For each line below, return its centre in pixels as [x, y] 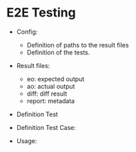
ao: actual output [51, 86]
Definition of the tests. [58, 52]
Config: [27, 32]
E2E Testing [41, 13]
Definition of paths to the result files [78, 45]
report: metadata [51, 100]
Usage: [27, 141]
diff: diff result [47, 94]
